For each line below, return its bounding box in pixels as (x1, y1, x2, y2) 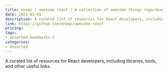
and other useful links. (5, 63, 51, 69)
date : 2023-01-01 (5, 12, 41, 17)
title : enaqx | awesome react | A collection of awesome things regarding (5, 7, 164, 12)
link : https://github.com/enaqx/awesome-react (5, 21, 104, 26)
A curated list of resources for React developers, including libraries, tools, (5, 58, 157, 64)
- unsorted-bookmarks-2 (5, 35, 55, 40)
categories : (5, 40, 30, 45)
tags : (5, 30, 16, 35)
